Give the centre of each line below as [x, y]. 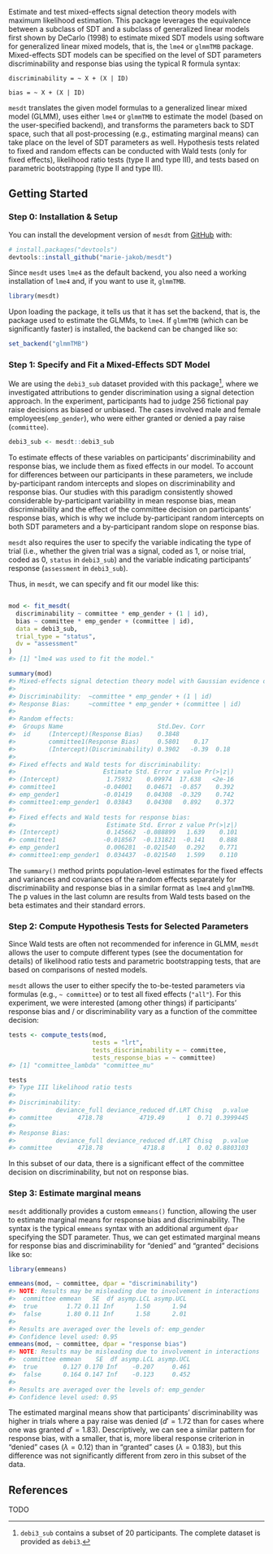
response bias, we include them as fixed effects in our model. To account [131, 466]
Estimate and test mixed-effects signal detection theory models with [123, 12]
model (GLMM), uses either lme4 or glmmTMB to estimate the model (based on [136, 116]
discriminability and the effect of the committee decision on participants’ [130, 509]
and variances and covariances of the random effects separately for [122, 879]
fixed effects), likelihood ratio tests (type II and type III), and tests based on [134, 159]
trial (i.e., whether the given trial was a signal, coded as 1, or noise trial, [127, 551]
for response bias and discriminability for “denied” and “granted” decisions [134, 1245]
